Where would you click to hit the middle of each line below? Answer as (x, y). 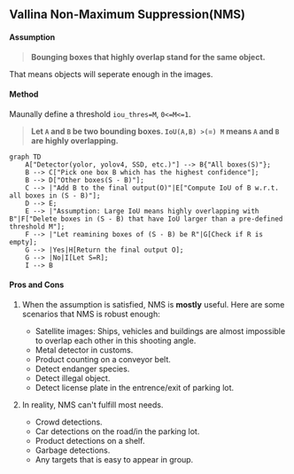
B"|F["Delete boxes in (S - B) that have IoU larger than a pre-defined (146, 219)
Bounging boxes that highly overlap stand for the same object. (148, 57)
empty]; (23, 242)
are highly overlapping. (75, 140)
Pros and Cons (37, 285)
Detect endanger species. (82, 369)
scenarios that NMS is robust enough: (91, 314)
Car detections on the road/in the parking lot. (117, 431)
